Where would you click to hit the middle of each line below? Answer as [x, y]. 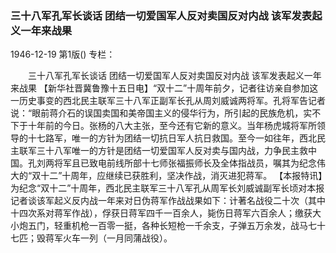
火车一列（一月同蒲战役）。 [117, 238]
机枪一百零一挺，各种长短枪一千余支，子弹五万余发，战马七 [194, 226]
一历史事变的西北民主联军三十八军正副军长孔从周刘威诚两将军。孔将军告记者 [168, 101]
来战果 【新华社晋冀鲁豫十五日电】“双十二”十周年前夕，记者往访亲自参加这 [164, 88]
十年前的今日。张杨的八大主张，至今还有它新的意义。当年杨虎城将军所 [172, 126]
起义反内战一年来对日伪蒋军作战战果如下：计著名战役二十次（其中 [189, 201]
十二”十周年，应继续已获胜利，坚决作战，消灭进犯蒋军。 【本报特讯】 [181, 176]
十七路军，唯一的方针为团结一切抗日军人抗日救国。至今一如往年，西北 [172, 138]
